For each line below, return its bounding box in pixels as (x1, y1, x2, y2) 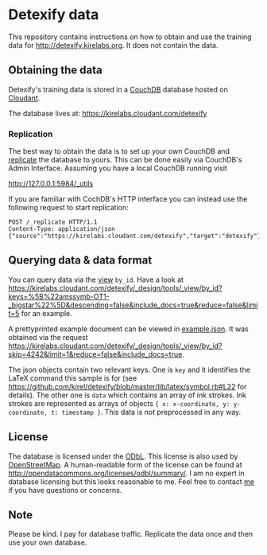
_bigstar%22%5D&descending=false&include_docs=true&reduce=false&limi (8, 300, 258, 310)
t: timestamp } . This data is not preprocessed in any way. (50, 407, 242, 416)
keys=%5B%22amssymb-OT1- (8, 291, 110, 301)
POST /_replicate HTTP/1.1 (8, 218, 98, 226)
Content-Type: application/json (8, 225, 115, 233)
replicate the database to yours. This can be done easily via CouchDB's (8, 155, 242, 165)
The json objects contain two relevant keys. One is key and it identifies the (8, 365, 250, 374)
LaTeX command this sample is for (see (8, 373, 137, 383)
